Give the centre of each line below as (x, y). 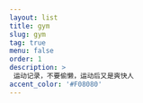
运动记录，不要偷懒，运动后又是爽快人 (74, 76)
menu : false (31, 51)
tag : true (28, 43)
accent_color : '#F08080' (56, 84)
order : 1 (26, 59)
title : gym (30, 26)
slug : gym (28, 34)
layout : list (34, 17)
